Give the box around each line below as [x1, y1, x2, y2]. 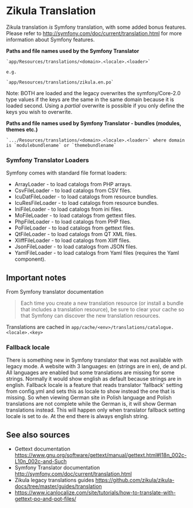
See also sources [6, 430, 70, 440]
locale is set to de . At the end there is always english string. [6, 413, 149, 420]
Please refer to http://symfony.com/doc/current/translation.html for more [6, 29, 182, 36]
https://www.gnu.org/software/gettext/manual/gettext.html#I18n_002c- [14, 452, 187, 459]
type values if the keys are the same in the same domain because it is [6, 96, 174, 103]
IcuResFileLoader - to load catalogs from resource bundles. [14, 200, 159, 207]
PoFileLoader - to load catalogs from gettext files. [14, 224, 135, 231]
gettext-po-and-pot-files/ [14, 495, 76, 503]
